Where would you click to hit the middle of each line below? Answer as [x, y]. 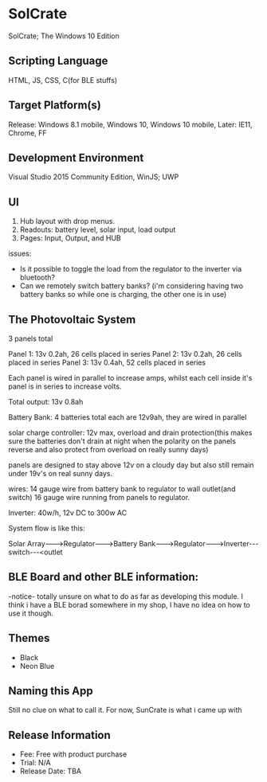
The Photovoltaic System [72, 319]
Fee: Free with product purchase [73, 754]
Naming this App [51, 691]
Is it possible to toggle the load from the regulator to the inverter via [131, 269]
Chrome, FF [27, 133]
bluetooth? [37, 278]
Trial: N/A [35, 763]
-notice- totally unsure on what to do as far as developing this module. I [126, 596]
